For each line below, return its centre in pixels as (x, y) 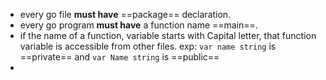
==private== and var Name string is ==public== (119, 57)
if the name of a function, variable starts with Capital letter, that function (168, 35)
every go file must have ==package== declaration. (125, 14)
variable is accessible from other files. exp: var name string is (148, 46)
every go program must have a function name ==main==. (138, 25)
